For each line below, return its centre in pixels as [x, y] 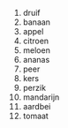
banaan [37, 22]
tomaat [36, 116]
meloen [37, 50]
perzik [34, 88]
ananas [36, 60]
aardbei [37, 106]
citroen [36, 41]
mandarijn [41, 97]
